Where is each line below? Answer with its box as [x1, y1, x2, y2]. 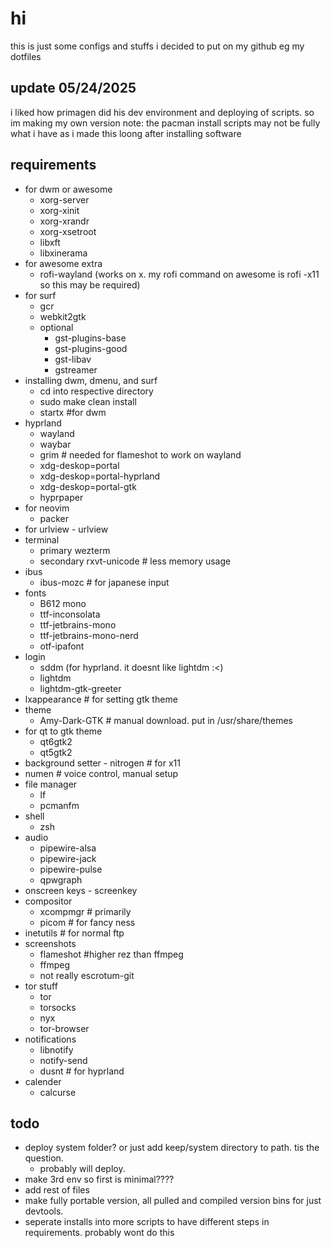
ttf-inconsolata [39, 608, 101, 620]
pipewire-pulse [39, 863, 103, 875]
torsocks [39, 1001, 77, 1013]
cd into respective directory [39, 385, 154, 397]
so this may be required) [39, 278, 141, 291]
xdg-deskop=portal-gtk [39, 480, 137, 492]
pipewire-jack [39, 852, 97, 864]
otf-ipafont [39, 640, 85, 652]
